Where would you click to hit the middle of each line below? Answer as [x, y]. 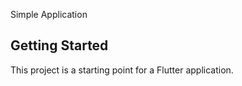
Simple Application [49, 14]
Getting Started [59, 45]
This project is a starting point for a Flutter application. [122, 70]
